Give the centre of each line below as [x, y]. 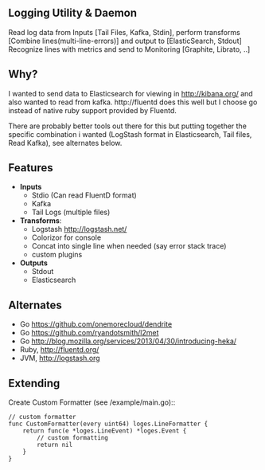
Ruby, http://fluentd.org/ [59, 350]
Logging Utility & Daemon [73, 13]
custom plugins [57, 255]
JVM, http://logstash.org [60, 358]
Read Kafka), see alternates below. [65, 143]
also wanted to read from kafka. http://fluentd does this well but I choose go [133, 102]
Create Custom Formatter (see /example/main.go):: [92, 402]
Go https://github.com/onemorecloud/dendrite [96, 324]
